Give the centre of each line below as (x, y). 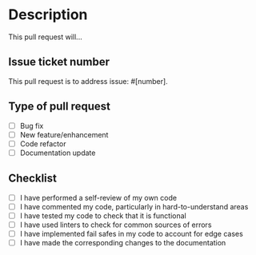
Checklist (33, 179)
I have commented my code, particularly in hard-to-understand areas (134, 206)
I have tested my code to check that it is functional (103, 215)
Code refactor (43, 143)
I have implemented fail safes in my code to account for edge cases (132, 233)
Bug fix (32, 126)
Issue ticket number (59, 62)
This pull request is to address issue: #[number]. (88, 81)
